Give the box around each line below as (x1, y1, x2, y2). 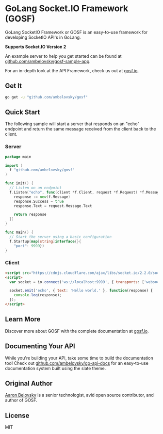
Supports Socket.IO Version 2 (5, 44, 66, 49)
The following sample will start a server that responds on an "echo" (5, 121, 140, 127)
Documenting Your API (5, 342, 75, 351)
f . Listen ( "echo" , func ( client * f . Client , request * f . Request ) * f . (9, 190, 147, 194)
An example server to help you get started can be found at (5, 53, 122, 59)
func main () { (5, 230, 34, 235)
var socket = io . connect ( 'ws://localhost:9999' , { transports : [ (9, 279, 145, 284)
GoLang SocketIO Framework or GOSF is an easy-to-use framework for (5, 29, 148, 35)
